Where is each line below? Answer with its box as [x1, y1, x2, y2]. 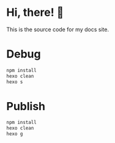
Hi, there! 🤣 [6, 5, 64, 20]
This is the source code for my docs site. [6, 26, 109, 33]
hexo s [6, 79, 23, 85]
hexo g [6, 131, 23, 137]
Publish [6, 99, 46, 113]
